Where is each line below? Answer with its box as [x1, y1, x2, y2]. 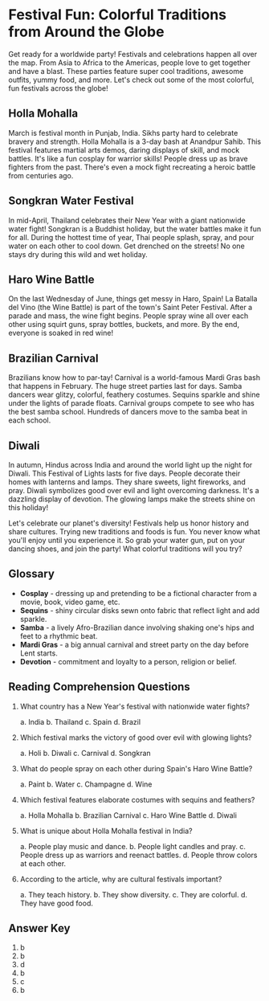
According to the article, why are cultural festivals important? [19, 874, 222, 884]
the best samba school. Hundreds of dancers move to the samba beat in [8, 407, 247, 417]
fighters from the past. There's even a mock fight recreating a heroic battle [8, 162, 256, 172]
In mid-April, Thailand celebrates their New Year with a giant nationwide [8, 215, 247, 225]
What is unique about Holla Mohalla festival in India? [19, 826, 193, 836]
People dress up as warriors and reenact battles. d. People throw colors [19, 850, 258, 860]
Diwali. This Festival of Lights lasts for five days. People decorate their [8, 468, 241, 478]
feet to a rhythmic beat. [19, 631, 98, 640]
